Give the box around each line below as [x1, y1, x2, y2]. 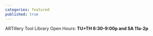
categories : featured [5, 7, 50, 12]
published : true [5, 12, 38, 17]
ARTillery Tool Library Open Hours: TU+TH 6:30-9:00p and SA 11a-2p [5, 25, 149, 31]
